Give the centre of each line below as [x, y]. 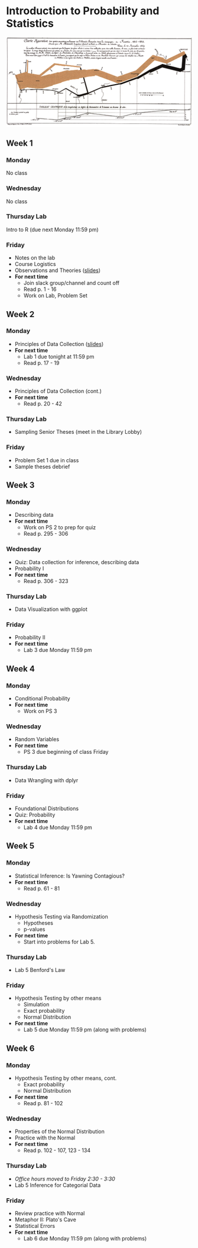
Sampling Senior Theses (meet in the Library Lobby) [78, 432]
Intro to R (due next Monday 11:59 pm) [52, 229]
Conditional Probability [42, 698]
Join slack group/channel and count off [72, 283]
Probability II [30, 638]
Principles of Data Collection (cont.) [58, 391]
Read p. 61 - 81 [42, 888]
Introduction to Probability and [83, 11]
